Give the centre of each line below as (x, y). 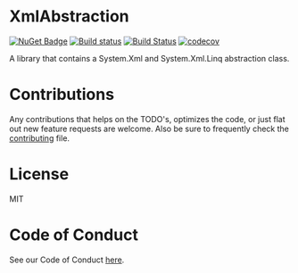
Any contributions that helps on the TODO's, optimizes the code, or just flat (147, 119)
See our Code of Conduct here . (67, 260)
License (39, 174)
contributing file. (39, 138)
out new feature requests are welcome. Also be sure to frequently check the (149, 128)
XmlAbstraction (69, 17)
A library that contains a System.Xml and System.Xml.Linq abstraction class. (149, 58)
